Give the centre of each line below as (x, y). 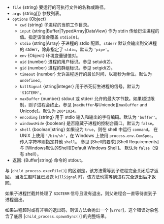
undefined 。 (32, 80)
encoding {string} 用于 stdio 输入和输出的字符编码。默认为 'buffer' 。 (90, 117)
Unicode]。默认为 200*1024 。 (49, 111)
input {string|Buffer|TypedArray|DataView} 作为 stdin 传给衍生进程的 (89, 31)
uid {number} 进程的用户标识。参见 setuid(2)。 (67, 62)
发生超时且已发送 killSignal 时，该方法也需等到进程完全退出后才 (85, 177)
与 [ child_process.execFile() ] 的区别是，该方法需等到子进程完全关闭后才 (80, 171)
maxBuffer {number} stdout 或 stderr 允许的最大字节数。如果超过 (85, 98)
